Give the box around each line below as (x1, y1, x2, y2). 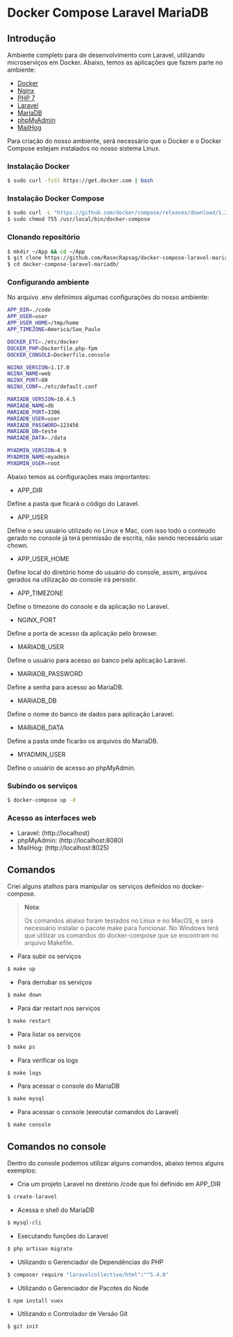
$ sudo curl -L (7, 210, 51, 217)
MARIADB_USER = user (7, 415, 60, 422)
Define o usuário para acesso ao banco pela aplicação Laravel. (7, 656, 187, 664)
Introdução (7, 33, 56, 44)
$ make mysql (7, 1095, 45, 1102)
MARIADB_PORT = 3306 (7, 408, 60, 416)
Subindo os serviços (7, 781, 78, 791)
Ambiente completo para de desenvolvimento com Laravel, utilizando (7, 51, 205, 59)
